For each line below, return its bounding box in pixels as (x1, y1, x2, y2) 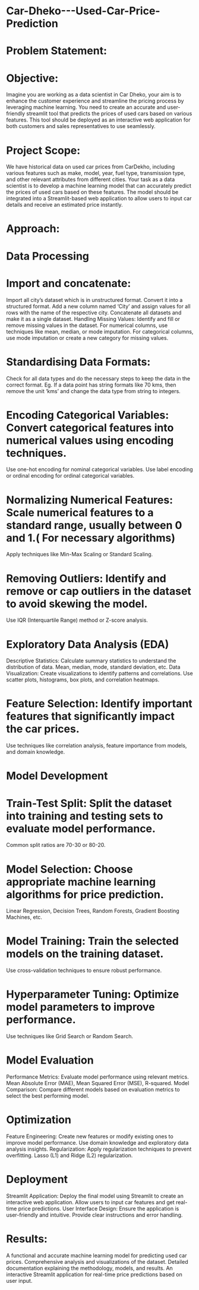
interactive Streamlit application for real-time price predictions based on (6, 1270, 182, 1278)
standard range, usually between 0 (6, 518, 182, 532)
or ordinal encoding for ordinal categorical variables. (6, 472, 135, 479)
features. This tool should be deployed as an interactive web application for (6, 116, 191, 123)
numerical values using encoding (6, 434, 174, 447)
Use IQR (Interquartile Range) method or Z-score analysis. (6, 616, 149, 624)
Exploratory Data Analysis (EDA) (6, 637, 169, 651)
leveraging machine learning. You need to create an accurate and (6, 104, 166, 111)
